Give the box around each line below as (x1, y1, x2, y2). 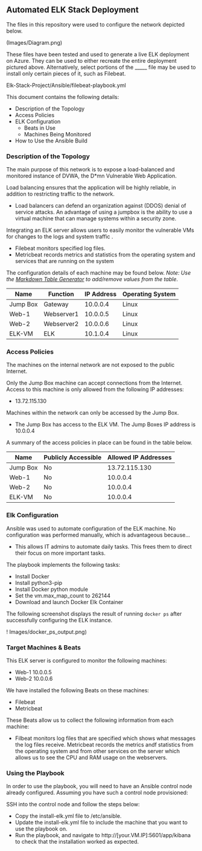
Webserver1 (43, 310, 79, 319)
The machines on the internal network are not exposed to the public (6, 362, 175, 369)
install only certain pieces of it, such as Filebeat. (6, 69, 126, 77)
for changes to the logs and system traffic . (6, 233, 113, 240)
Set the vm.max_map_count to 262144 (14, 591, 111, 599)
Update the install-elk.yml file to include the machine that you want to (14, 819, 188, 826)
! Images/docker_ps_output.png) (6, 628, 87, 636)
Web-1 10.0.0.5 (14, 669, 52, 675)
